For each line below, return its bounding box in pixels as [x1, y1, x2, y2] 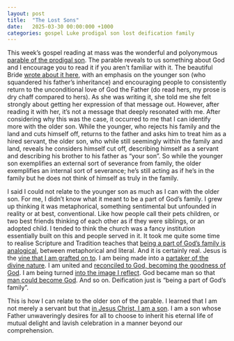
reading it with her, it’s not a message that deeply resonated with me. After [7, 108, 221, 116]
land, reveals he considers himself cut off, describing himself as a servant [7, 144, 219, 153]
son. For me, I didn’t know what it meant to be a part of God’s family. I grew [7, 195, 223, 203]
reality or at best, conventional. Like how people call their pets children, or [7, 210, 219, 218]
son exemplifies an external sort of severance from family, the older [7, 159, 201, 167]
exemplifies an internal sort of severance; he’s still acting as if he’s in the [7, 167, 214, 175]
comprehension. [7, 326, 54, 335]
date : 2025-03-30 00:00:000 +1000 [7, 23, 114, 30]
